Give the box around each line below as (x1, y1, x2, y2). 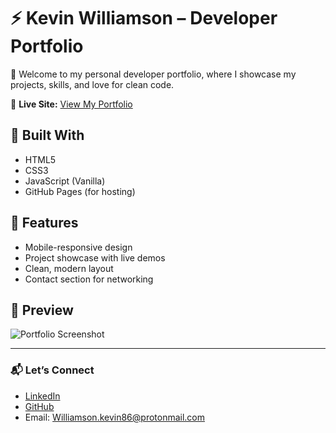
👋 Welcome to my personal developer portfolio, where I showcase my (10, 68, 297, 80)
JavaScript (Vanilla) (24, 175, 106, 187)
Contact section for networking (24, 273, 154, 285)
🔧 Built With (10, 127, 85, 144)
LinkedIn (24, 390, 61, 402)
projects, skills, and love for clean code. (10, 78, 175, 90)
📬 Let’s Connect (10, 363, 95, 377)
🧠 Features (10, 215, 79, 232)
